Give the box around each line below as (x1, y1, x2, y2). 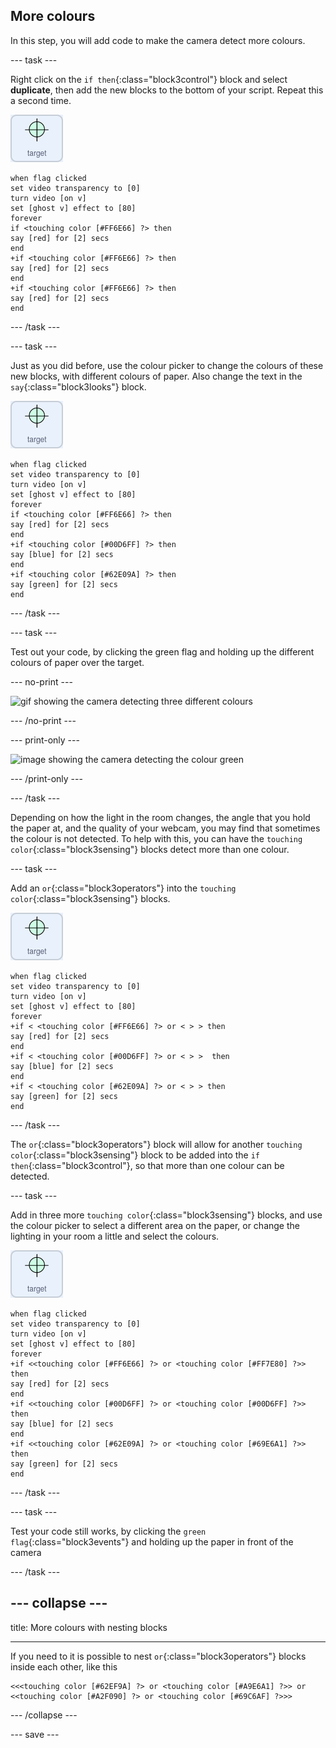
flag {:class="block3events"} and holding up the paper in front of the (10, 1535, 294, 1548)
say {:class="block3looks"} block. (10, 380, 147, 393)
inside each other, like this (10, 1660, 118, 1673)
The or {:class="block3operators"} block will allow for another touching (10, 1138, 303, 1150)
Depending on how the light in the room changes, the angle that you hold (10, 811, 311, 823)
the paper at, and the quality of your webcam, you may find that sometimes (10, 822, 321, 834)
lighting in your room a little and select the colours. (10, 1230, 220, 1242)
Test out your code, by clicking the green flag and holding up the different (10, 645, 315, 658)
